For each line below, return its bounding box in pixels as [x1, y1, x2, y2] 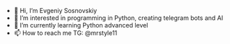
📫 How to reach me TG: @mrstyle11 [13, 29, 118, 37]
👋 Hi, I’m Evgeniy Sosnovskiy [13, 7, 98, 14]
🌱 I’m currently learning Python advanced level [13, 21, 148, 29]
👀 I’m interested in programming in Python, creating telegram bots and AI [13, 14, 224, 22]
